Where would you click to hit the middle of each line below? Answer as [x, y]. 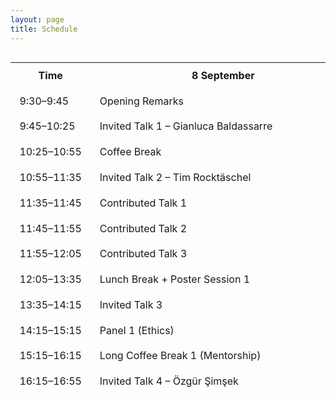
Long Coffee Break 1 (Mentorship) [180, 356]
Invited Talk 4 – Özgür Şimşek [169, 381]
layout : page [37, 19]
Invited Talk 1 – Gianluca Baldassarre [186, 126]
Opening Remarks [141, 101]
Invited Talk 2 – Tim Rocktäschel [175, 178]
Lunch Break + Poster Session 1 [175, 279]
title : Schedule [44, 29]
